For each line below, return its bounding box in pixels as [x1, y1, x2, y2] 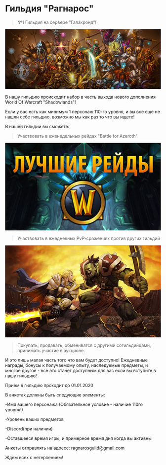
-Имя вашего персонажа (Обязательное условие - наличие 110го [5, 401, 143, 407]
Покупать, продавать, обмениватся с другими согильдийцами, [17, 342, 152, 348]
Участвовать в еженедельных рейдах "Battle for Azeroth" [17, 133, 138, 139]
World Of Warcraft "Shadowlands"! [5, 99, 76, 105]
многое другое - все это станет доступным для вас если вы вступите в [5, 368, 156, 374]
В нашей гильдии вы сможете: [5, 124, 70, 130]
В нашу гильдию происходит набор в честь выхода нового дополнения [5, 94, 156, 100]
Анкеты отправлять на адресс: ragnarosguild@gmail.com [5, 445, 125, 451]
